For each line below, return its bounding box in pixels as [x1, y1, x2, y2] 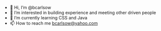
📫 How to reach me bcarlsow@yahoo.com [9, 20, 98, 26]
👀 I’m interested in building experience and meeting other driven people [9, 10, 156, 15]
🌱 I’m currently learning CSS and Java [9, 15, 88, 20]
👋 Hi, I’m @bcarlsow [9, 5, 51, 10]
